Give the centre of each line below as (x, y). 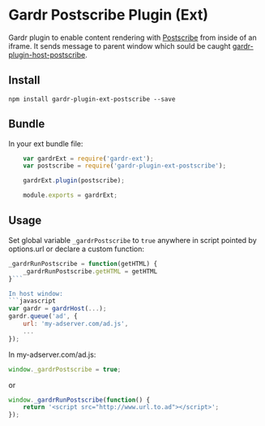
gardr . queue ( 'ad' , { (43, 316)
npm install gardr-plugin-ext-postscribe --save (92, 99)
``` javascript (32, 301)
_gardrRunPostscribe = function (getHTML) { (83, 263)
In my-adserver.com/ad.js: (52, 354)
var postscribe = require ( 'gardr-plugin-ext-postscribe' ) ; (125, 166)
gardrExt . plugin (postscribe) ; (74, 180)
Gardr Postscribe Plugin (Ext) (109, 15)
